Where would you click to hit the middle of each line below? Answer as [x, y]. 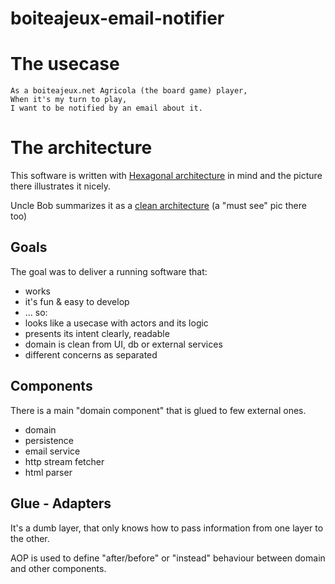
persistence [49, 440]
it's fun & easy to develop [77, 301]
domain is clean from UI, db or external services [123, 344]
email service [52, 451]
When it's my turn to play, [69, 100]
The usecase [65, 64]
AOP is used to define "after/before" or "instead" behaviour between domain [168, 558]
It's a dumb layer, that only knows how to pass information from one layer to [167, 528]
